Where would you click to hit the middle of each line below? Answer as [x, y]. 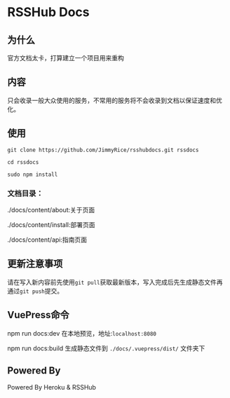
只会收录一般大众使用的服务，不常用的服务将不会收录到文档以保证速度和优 [115, 100]
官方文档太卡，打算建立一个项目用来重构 [66, 58]
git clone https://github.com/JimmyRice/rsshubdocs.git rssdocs [103, 150]
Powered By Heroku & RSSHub [52, 387]
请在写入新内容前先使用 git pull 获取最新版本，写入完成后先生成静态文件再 [115, 282]
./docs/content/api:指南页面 [47, 240]
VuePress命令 [38, 315]
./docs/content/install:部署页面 [52, 224]
